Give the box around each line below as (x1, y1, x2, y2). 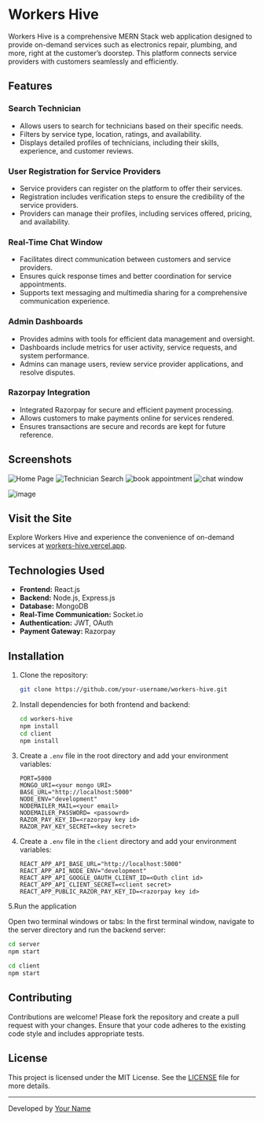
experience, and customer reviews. (19, 146, 134, 155)
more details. (8, 1081, 51, 1090)
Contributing (8, 991, 72, 1004)
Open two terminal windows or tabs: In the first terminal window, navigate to (8, 917, 255, 927)
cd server (8, 941, 41, 949)
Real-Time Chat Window (8, 236, 103, 247)
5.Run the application (8, 901, 77, 911)
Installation (8, 649, 64, 663)
